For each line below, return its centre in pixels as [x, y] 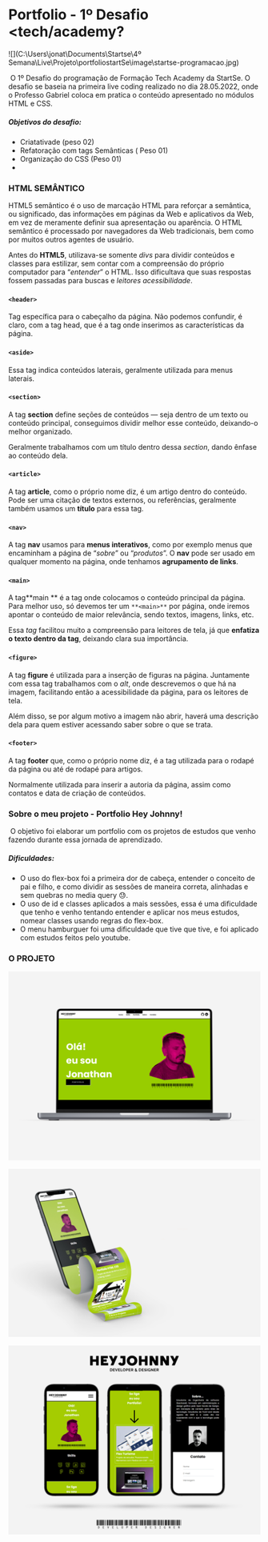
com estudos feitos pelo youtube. [75, 938]
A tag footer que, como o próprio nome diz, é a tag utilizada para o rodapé [131, 760]
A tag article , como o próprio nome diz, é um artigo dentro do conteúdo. [128, 492]
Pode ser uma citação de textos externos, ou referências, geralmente [122, 500]
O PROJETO [32, 959]
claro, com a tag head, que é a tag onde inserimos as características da [126, 325]
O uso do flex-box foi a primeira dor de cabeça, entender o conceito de [138, 879]
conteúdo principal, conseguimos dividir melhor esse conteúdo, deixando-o [133, 423]
